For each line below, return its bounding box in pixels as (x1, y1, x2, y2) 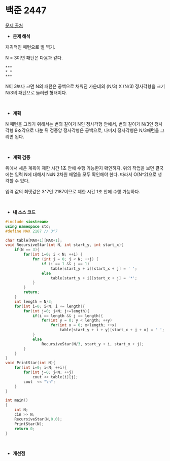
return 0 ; (14, 426, 36, 431)
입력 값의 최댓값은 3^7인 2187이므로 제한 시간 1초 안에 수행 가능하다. (5, 188, 141, 194)
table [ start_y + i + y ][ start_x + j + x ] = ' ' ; (59, 328, 165, 333)
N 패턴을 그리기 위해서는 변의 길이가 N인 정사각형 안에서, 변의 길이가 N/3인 (5, 121, 154, 127)
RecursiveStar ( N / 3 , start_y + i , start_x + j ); (41, 341, 144, 346)
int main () (5, 398, 28, 403)
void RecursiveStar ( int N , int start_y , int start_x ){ (5, 242, 124, 247)
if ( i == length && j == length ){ (32, 313, 103, 318)
